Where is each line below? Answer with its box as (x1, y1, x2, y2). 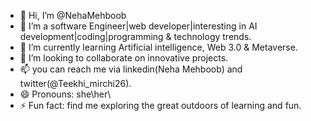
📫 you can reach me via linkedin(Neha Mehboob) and (19, 63, 243, 75)
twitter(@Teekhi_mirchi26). (19, 78, 132, 89)
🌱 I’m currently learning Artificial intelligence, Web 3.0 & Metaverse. (19, 41, 298, 53)
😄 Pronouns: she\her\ (19, 88, 112, 100)
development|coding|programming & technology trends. (19, 31, 252, 42)
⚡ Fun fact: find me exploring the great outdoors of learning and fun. (19, 100, 302, 111)
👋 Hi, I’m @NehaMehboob (19, 10, 127, 21)
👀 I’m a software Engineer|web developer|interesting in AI (19, 20, 258, 32)
